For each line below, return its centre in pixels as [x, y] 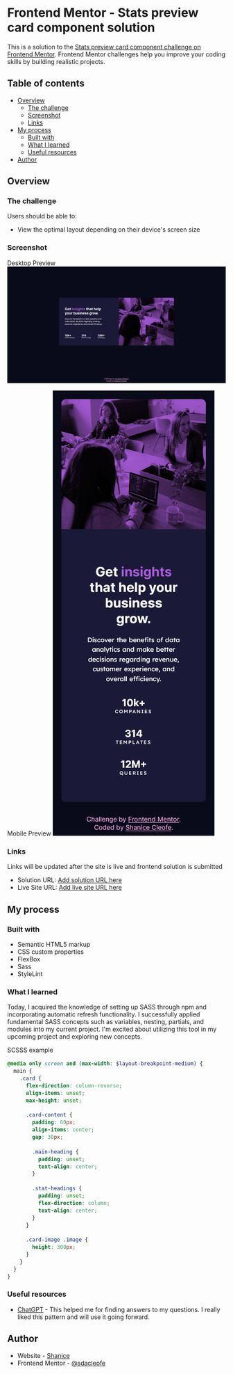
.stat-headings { [57, 1189]
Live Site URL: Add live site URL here [70, 888]
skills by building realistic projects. [56, 61]
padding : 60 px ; [54, 1123]
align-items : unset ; [55, 1093]
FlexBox [28, 959]
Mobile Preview [29, 833]
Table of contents [46, 84]
